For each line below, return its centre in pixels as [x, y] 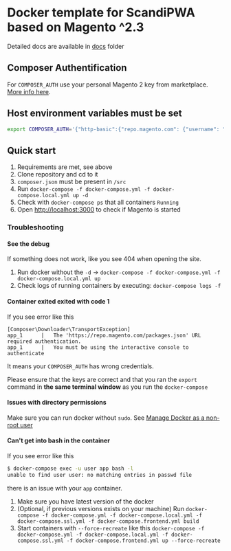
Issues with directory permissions [57, 403]
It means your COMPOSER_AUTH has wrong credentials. [81, 366]
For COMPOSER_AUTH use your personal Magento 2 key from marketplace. [108, 85]
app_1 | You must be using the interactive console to [98, 347]
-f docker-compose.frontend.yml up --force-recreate [144, 541]
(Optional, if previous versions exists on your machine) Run [100, 508]
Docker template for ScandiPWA [101, 13]
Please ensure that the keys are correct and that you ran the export [102, 379]
